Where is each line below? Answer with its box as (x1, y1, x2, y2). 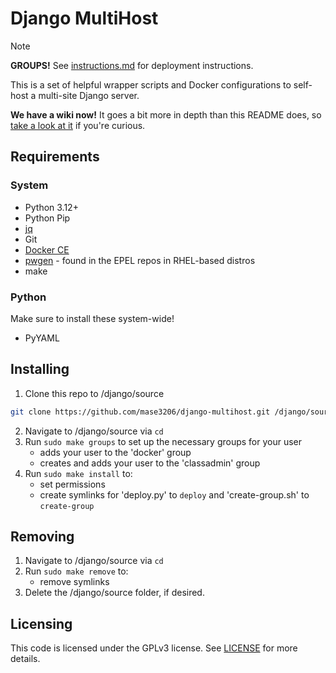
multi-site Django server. (38, 89, 140, 101)
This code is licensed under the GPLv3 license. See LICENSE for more (10, 642, 298, 654)
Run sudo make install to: (24, 467, 133, 479)
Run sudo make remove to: (24, 565, 129, 577)
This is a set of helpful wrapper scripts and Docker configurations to (10, 78, 292, 91)
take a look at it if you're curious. (10, 119, 146, 131)
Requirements (10, 148, 100, 166)
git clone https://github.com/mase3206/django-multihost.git (10, 407, 271, 417)
